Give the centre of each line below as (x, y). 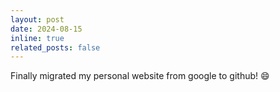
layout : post (37, 19)
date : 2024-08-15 (46, 29)
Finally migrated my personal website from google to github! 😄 (140, 76)
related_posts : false (55, 47)
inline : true (37, 38)
